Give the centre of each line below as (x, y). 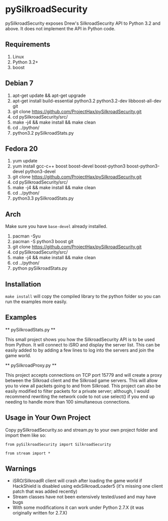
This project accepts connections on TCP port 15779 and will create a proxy (84, 375)
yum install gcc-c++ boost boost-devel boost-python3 (69, 166)
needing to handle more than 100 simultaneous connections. (68, 401)
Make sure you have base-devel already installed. (56, 226)
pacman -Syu (27, 236)
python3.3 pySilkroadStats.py (43, 198)
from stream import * (28, 453)
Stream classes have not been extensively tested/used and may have (84, 497)
